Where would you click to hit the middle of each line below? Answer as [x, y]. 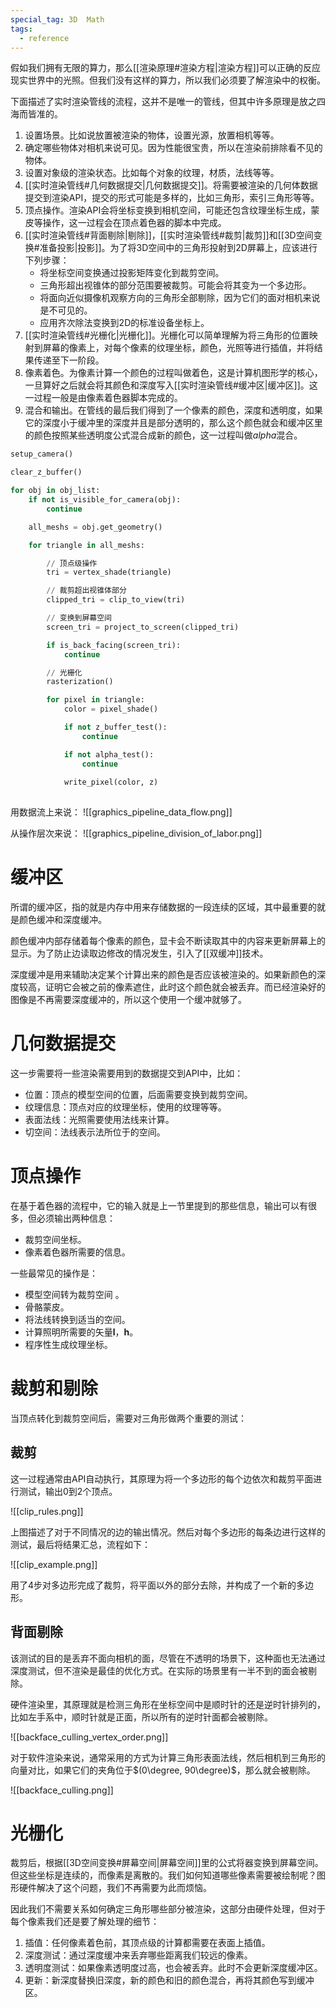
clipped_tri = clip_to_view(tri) [116, 600]
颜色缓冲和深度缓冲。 [62, 920]
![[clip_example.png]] [54, 1564]
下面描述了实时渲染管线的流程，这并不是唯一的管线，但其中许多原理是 [155, 102]
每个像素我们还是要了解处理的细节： [85, 1922]
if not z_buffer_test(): [115, 727]
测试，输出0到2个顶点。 [68, 1491]
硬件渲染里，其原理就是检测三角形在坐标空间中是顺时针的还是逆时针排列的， [168, 1704]
